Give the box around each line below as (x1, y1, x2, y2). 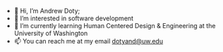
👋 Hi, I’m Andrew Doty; (13, 7, 80, 15)
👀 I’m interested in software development (13, 14, 134, 22)
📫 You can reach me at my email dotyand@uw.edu (13, 37, 164, 45)
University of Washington (13, 29, 88, 37)
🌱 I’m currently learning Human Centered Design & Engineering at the (13, 22, 216, 30)
